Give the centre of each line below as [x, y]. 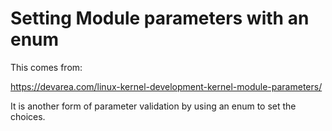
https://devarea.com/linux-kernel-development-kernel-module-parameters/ [166, 86]
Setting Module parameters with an [160, 18]
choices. [28, 116]
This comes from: [46, 67]
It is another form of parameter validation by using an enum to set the [153, 106]
